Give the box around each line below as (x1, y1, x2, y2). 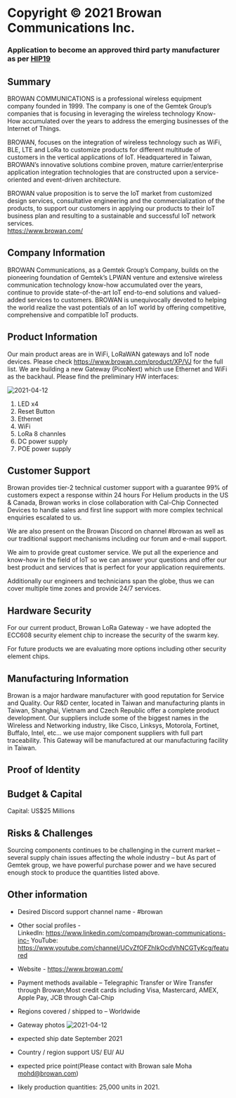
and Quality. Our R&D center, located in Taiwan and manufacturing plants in (7, 698, 225, 707)
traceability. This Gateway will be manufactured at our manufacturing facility (7, 736, 228, 744)
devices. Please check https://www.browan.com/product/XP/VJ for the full (7, 357, 223, 366)
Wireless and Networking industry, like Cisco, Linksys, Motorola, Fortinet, (7, 721, 219, 729)
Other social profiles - (17, 921, 81, 930)
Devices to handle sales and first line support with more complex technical (7, 506, 223, 514)
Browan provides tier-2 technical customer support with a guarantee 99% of (7, 483, 228, 492)
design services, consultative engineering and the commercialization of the (7, 196, 225, 205)
